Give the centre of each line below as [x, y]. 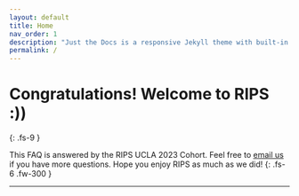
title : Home [31, 26]
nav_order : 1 [33, 34]
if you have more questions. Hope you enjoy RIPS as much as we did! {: [140, 164]
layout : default [39, 17]
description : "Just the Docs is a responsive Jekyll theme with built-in [149, 42]
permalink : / [33, 51]
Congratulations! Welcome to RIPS [139, 94]
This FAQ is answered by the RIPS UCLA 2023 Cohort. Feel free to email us [147, 155]
